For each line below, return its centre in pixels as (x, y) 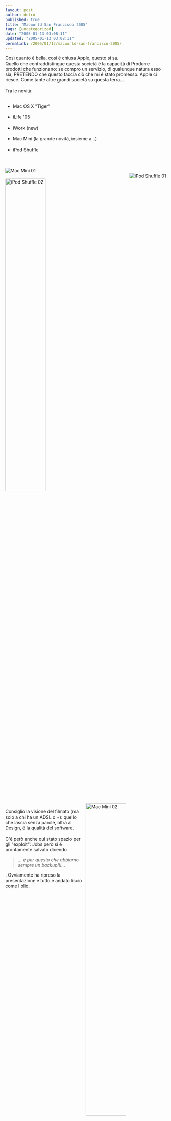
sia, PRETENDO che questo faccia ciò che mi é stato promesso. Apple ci (81, 74)
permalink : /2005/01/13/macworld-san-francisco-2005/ (64, 44)
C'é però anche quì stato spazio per (43, 839)
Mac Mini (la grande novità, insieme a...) (55, 138)
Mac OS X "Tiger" (31, 106)
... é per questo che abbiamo (48, 860)
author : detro (20, 15)
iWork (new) (26, 128)
